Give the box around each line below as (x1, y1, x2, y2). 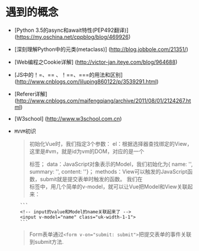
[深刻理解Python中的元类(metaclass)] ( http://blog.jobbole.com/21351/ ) (14, 46, 189, 53)
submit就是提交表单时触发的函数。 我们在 (40, 175, 143, 183)
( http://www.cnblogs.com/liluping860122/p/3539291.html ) (14, 77, 159, 85)
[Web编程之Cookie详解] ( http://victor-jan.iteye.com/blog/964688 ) (14, 58, 178, 65)
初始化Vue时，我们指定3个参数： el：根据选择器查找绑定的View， (29, 140, 193, 147)
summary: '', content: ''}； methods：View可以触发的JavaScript (29, 168, 188, 175)
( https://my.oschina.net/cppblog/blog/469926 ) (14, 33, 130, 40)
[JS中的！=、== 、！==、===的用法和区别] (14, 71, 123, 78)
